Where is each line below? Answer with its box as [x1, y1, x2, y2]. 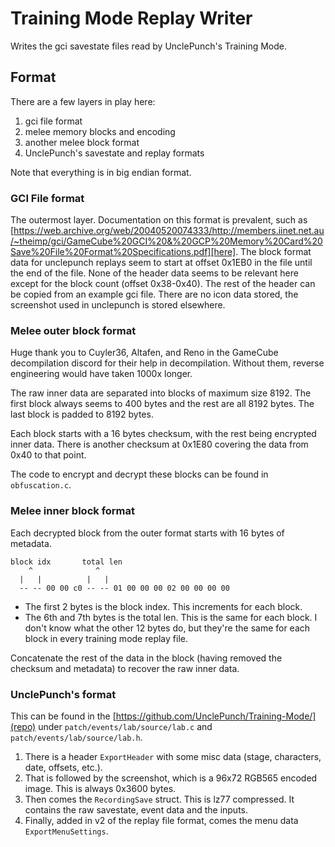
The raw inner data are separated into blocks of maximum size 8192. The [10, 387, 312, 399]
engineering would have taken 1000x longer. [10, 368, 193, 380]
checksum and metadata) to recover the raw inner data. [10, 662, 240, 674]
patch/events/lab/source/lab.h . [10, 731, 143, 743]
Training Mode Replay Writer [10, 7, 253, 30]
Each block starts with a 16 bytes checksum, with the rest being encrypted [10, 428, 317, 440]
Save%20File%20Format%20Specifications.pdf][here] [10, 246, 237, 258]
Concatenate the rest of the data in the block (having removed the [10, 652, 283, 664]
